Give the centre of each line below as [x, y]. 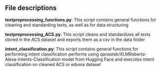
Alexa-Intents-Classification [33, 59]
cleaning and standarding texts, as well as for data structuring [67, 25]
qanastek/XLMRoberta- [123, 54]
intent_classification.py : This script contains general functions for [72, 49]
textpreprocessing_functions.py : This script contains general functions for [81, 19]
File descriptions [31, 8]
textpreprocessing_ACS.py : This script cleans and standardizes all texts [78, 34]
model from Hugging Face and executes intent [108, 59]
